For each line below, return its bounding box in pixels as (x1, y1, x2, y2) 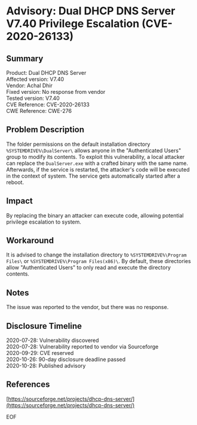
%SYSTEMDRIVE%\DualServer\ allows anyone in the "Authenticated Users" (6, 146, 181, 154)
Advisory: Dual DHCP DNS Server (6, 4, 176, 18)
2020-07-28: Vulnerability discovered (6, 337, 100, 344)
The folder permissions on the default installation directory (6, 140, 150, 148)
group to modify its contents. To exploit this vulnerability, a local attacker (6, 153, 185, 160)
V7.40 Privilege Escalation (6, 17, 140, 30)
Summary (6, 53, 44, 63)
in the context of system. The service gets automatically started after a (6, 172, 180, 179)
